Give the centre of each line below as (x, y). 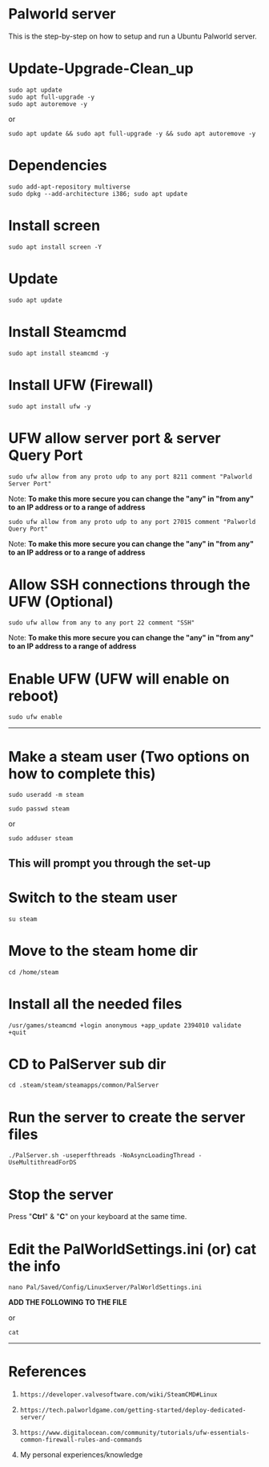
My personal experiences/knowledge (81, 1455)
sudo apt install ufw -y (50, 406)
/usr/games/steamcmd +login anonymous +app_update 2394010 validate (125, 1025)
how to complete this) (82, 773)
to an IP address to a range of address (72, 646)
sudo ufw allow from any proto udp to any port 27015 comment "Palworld (132, 522)
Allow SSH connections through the (129, 585)
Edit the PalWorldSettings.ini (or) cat (132, 1249)
